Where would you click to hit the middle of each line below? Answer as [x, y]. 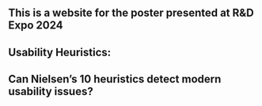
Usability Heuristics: [60, 52]
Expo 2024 [36, 26]
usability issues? [51, 91]
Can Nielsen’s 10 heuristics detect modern [115, 79]
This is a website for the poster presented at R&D [131, 13]
